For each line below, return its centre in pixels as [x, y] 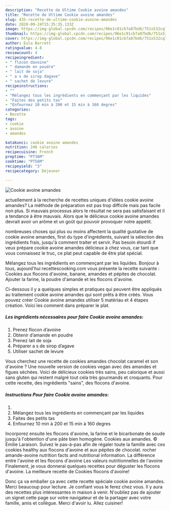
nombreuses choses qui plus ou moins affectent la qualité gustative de [79, 231]
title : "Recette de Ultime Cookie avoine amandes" [60, 15]
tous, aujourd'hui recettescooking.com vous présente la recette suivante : [82, 268]
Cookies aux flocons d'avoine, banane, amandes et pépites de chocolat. [81, 274]
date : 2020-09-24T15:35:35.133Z [39, 24]
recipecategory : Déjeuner [33, 171]
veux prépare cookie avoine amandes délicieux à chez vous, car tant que [82, 247]
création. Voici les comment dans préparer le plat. [58, 305]
